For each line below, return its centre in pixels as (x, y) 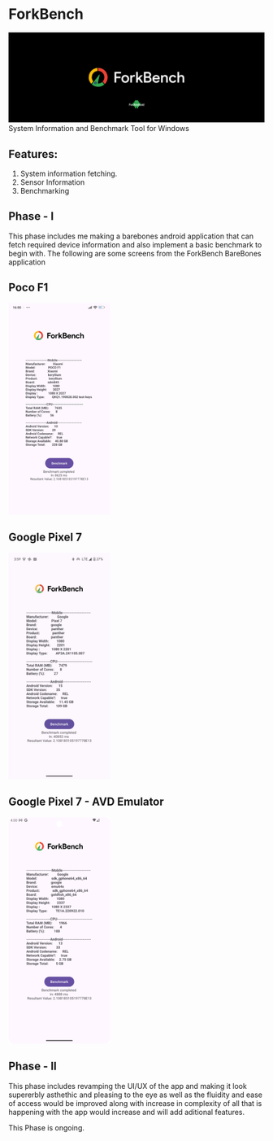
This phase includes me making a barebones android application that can (131, 236)
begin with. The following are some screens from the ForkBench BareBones (135, 253)
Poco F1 (28, 288)
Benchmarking (45, 190)
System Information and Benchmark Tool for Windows (99, 129)
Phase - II (32, 1067)
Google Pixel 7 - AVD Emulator (86, 802)
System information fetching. (69, 173)
